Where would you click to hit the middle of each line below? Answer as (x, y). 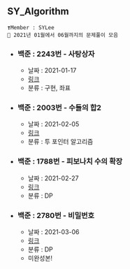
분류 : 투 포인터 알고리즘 (60, 142)
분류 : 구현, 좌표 (49, 88)
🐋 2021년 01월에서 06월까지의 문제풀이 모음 (63, 35)
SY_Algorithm (38, 12)
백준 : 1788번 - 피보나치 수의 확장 (70, 161)
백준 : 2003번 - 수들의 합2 (59, 108)
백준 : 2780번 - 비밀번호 (56, 215)
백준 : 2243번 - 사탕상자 (56, 54)
